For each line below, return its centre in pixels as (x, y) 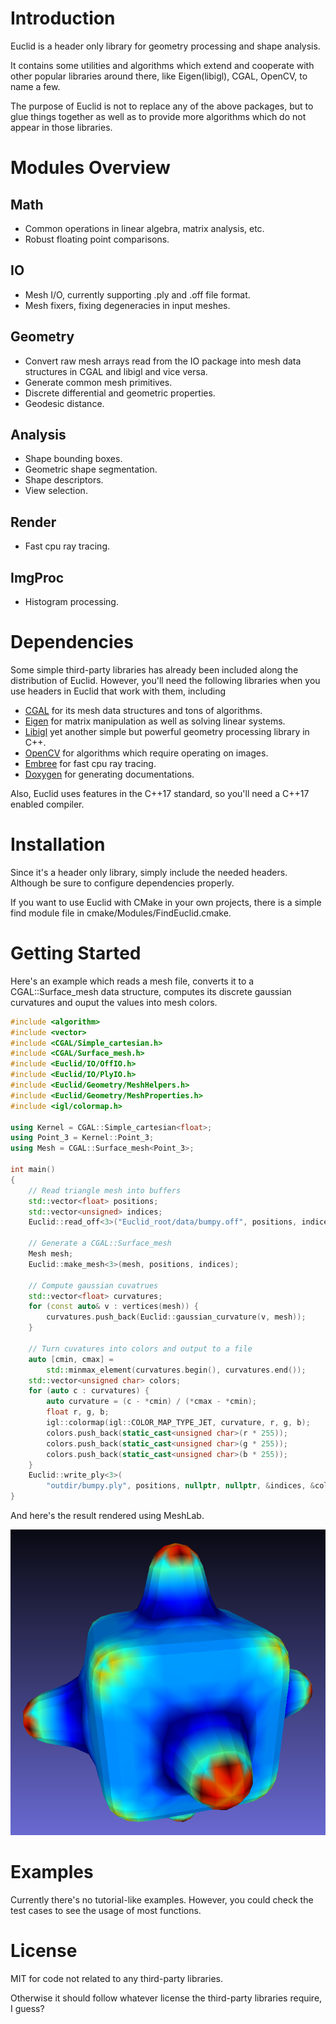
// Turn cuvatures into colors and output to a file (140, 1348)
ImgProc (37, 577)
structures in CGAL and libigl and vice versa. (116, 371)
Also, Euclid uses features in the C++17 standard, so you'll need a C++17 (160, 793)
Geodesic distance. (64, 403)
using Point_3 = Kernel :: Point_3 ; (82, 1138)
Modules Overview (90, 168)
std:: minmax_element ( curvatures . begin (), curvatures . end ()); (176, 1370)
